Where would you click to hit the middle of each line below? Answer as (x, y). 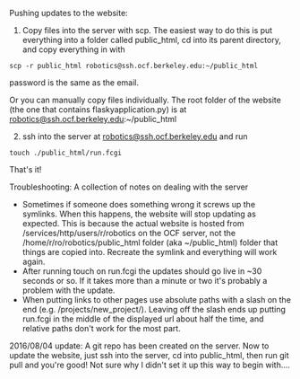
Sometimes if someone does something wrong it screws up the (139, 204)
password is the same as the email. (74, 83)
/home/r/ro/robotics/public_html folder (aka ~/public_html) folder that (150, 242)
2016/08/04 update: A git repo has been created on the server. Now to (139, 346)
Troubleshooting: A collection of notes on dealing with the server (129, 187)
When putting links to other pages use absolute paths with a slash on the (156, 300)
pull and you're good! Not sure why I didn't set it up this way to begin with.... (150, 365)
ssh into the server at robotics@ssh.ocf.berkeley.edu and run (135, 137)
